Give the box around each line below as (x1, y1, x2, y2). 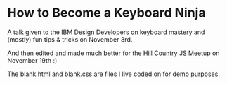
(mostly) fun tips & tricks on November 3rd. (7, 35, 133, 43)
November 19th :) (7, 56, 58, 64)
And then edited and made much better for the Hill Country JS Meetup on (7, 49, 220, 57)
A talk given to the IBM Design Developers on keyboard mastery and (7, 28, 205, 36)
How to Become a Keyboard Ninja (7, 5, 206, 21)
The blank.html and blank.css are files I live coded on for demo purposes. (7, 70, 220, 78)
